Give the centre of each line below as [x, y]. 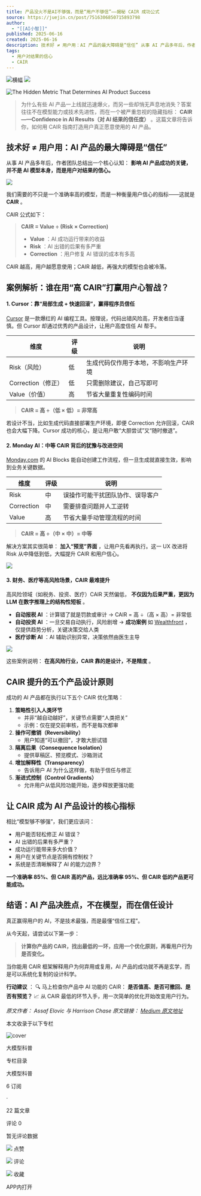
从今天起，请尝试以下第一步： [43, 933]
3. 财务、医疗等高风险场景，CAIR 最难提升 [58, 580]
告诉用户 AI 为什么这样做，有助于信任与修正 [77, 770]
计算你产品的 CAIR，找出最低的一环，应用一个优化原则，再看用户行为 [106, 946]
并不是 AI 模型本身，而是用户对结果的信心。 [60, 170]
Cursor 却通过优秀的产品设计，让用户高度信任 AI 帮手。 [91, 326]
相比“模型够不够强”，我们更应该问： [51, 821]
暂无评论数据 [22, 1136]
